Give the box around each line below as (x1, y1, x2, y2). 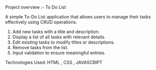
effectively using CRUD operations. (5, 19, 77, 25)
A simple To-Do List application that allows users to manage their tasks (5, 14, 151, 19)
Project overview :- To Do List (5, 4, 66, 10)
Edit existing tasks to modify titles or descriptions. (12, 39, 115, 45)
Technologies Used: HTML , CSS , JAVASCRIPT (5, 60, 103, 65)
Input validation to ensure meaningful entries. (12, 50, 106, 56)
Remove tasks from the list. (12, 45, 69, 50)
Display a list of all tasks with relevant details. (12, 34, 106, 40)
